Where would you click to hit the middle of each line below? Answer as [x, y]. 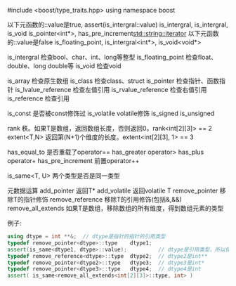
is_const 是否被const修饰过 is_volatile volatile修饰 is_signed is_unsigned [111, 113]
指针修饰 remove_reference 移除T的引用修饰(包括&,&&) [103, 199]
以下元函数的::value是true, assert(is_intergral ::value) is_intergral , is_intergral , [118, 25]
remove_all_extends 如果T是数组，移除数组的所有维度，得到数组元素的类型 [116, 208]
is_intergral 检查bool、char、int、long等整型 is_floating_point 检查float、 [112, 57]
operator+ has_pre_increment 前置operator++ [73, 161]
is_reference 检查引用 [39, 98]
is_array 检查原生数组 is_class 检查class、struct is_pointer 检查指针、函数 [113, 81]
